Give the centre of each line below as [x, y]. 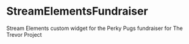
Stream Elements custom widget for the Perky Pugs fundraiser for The [94, 28]
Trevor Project [24, 34]
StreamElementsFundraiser [77, 11]
